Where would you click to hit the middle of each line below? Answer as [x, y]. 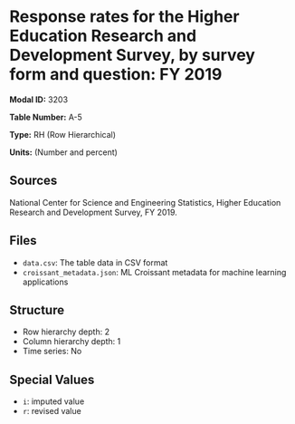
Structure [37, 310]
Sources [33, 181]
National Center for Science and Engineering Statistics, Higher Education [145, 202]
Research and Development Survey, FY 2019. [94, 212]
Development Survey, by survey [133, 55]
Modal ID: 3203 [39, 99]
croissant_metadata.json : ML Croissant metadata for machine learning [154, 272]
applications [45, 282]
